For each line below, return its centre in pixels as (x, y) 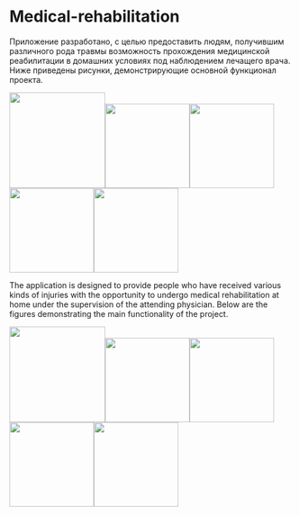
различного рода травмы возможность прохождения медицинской (140, 50)
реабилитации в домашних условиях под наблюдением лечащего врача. (150, 60)
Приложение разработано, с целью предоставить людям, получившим (147, 41)
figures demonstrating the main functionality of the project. (119, 313)
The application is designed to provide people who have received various (145, 285)
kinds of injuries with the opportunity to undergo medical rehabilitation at (144, 294)
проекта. (26, 79)
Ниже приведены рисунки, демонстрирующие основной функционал (143, 70)
